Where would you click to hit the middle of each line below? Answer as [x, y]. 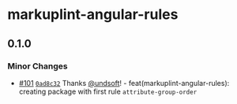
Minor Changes [38, 66]
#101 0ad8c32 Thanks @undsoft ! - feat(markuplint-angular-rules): [124, 83]
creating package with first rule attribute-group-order [108, 91]
